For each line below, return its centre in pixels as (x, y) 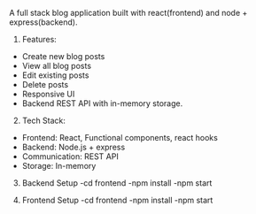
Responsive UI (48, 94)
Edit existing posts (55, 75)
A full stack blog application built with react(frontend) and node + (128, 13)
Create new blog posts (63, 56)
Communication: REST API (70, 157)
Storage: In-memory (59, 166)
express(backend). (43, 22)
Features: (39, 39)
